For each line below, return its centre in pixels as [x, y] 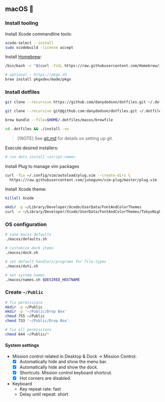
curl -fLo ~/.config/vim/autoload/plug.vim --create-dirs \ [68, 175]
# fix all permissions [28, 330]
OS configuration [26, 225]
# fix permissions [24, 302]
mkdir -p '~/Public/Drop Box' [36, 312]
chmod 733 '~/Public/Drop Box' [37, 321]
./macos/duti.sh [22, 266]
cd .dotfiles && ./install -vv [37, 129]
